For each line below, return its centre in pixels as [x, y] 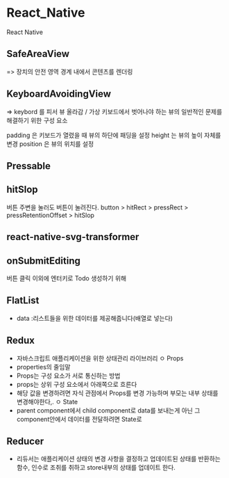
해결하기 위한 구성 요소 [37, 120]
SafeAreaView [38, 54]
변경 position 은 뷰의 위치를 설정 [50, 143]
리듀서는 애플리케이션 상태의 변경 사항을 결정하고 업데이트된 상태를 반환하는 [119, 459]
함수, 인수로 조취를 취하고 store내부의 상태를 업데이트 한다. [96, 468]
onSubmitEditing [44, 261]
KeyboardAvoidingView [59, 94]
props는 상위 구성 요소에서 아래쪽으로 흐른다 [77, 384]
